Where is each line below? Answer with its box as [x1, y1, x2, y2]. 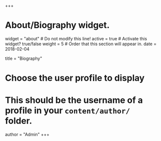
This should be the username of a [5, 95, 143, 106]
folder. [5, 115, 33, 126]
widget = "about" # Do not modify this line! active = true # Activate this [5, 35, 147, 41]
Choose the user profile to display [5, 72, 145, 84]
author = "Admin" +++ [5, 132, 50, 138]
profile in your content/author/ [5, 105, 130, 116]
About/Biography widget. [5, 20, 110, 31]
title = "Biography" [5, 55, 42, 61]
